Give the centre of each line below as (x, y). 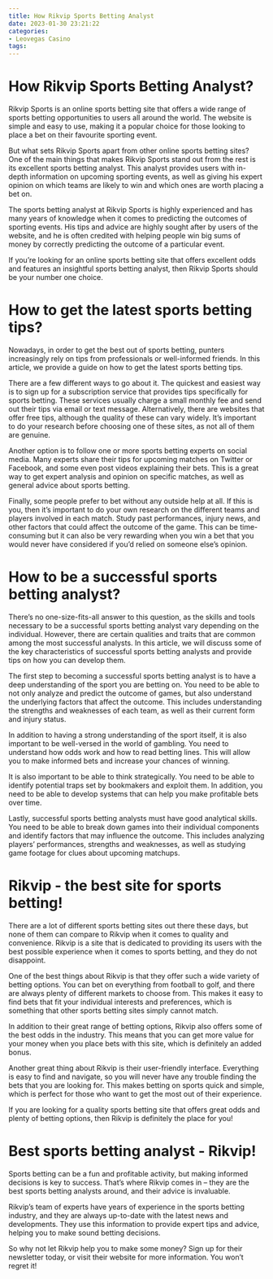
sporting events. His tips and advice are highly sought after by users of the (133, 227)
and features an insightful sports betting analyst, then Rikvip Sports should (133, 268)
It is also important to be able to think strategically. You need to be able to (131, 776)
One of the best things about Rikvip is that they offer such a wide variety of (134, 976)
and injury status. (37, 719)
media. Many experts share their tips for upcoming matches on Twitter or (131, 459)
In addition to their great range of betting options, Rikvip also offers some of (135, 1026)
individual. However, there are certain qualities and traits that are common (132, 634)
